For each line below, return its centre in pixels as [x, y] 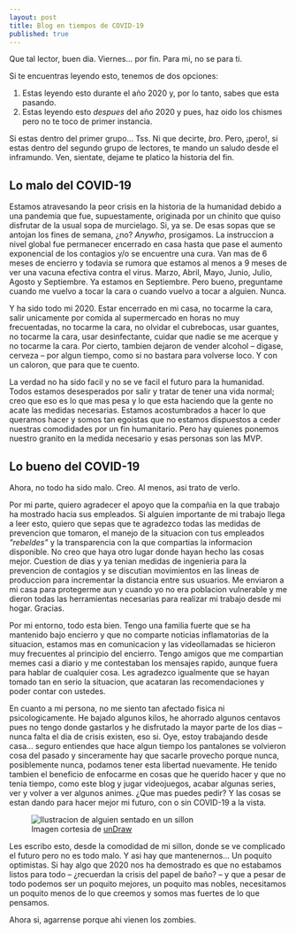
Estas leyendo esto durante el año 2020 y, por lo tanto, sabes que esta [151, 93]
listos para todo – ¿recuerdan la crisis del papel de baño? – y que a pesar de [148, 874]
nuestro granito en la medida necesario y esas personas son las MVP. [136, 438]
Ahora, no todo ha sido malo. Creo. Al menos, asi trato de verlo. [125, 487]
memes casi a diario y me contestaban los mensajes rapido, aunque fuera [144, 663]
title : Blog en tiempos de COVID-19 [76, 26]
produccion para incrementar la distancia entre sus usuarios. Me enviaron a [147, 580]
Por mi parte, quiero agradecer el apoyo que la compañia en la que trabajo [144, 505]
